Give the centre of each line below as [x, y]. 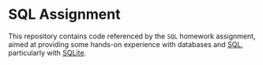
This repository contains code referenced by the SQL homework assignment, [132, 36]
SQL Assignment [64, 14]
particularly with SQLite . [47, 52]
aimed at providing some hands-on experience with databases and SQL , [126, 44]
